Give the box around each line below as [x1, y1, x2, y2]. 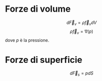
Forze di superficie [5, 54, 83, 65]
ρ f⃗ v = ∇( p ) [69, 28, 94, 35]
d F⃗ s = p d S [69, 70, 94, 78]
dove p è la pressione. [5, 37, 50, 43]
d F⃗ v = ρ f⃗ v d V [66, 20, 97, 26]
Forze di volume [5, 3, 71, 15]
